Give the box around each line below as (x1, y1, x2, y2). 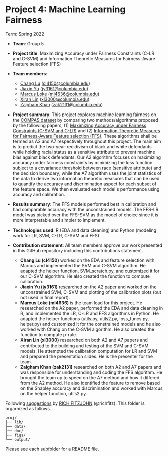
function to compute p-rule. (20, 331, 77, 337)
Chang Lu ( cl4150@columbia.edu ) (20, 80, 90, 86)
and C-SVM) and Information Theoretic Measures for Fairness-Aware (12, 55, 155, 61)
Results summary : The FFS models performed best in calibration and (12, 201, 156, 207)
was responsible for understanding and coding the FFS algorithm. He (20, 369, 163, 375)
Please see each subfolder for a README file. (5, 446, 99, 452)
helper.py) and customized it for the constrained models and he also (20, 321, 161, 327)
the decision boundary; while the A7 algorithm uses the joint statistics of (12, 170, 162, 176)
